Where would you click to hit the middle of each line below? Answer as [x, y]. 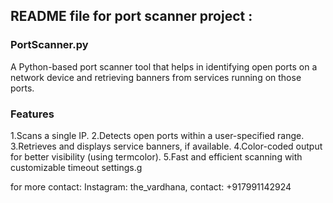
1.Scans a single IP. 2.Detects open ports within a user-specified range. [157, 135]
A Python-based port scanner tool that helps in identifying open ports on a [164, 66]
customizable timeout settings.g [76, 167]
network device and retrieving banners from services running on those [156, 77]
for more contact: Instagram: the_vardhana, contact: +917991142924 [151, 186]
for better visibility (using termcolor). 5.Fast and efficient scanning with [156, 156]
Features [32, 114]
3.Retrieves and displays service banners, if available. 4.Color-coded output [166, 146]
